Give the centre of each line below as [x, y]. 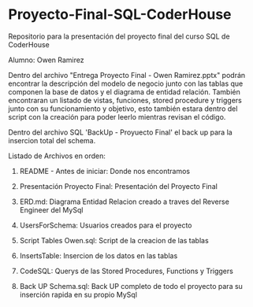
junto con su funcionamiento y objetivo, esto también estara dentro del [123, 109]
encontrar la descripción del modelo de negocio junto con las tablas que [126, 83]
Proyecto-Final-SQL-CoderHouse [120, 15]
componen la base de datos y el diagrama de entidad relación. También [124, 91]
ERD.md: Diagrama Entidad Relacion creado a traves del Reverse [125, 202]
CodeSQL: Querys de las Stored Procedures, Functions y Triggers [126, 271]
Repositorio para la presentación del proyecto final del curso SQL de [119, 36]
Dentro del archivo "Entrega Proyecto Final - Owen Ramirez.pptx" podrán [127, 75]
